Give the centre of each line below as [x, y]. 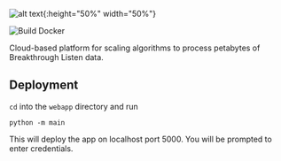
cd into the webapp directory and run [74, 106]
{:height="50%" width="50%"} [100, 14]
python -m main [37, 123]
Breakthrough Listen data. [56, 57]
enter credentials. [41, 148]
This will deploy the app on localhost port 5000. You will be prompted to [140, 139]
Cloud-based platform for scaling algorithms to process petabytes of [135, 48]
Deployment [44, 85]
